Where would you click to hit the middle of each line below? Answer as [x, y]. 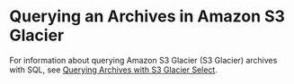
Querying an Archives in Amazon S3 [147, 17]
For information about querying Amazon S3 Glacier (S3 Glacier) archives [143, 60]
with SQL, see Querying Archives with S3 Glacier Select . [114, 70]
